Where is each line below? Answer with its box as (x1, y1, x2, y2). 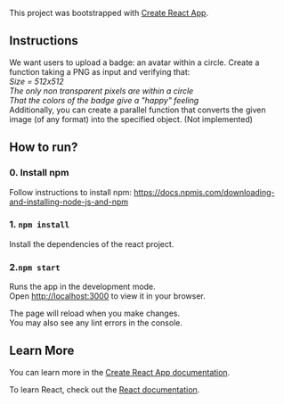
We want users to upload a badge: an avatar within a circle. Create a (9, 57, 260, 68)
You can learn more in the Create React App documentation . (9, 367, 231, 377)
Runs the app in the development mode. (9, 281, 156, 293)
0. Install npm (9, 167, 69, 179)
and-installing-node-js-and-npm (9, 196, 129, 207)
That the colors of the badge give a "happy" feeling (9, 95, 199, 105)
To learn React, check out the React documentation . (9, 383, 200, 395)
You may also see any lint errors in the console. (9, 317, 183, 328)
